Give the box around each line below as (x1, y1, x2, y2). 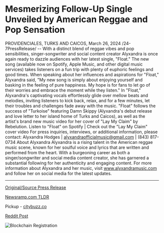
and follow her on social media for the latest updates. (5, 170, 112, 176)
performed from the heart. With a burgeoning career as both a (5, 149, 130, 155)
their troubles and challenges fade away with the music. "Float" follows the (5, 103, 156, 109)
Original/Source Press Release (5, 185, 66, 190)
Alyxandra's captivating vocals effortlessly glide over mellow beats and (5, 92, 148, 98)
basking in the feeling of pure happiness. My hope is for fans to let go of (5, 82, 150, 88)
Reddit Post (5, 213, 28, 219)
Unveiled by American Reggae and (5, 14, 148, 25)
